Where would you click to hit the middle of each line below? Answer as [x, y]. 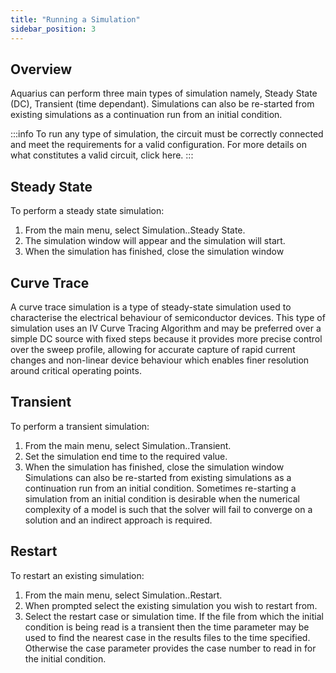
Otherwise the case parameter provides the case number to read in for [170, 648]
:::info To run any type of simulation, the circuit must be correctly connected [167, 134]
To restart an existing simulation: [77, 575]
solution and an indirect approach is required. [118, 520]
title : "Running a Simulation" [75, 19]
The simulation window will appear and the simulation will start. [155, 241]
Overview [41, 69]
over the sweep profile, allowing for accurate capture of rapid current [153, 349]
